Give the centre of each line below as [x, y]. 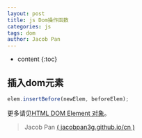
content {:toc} [37, 59]
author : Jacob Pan [34, 40]
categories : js [29, 26]
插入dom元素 [35, 83]
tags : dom [22, 33]
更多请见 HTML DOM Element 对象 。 [59, 113]
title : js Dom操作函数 [38, 20]
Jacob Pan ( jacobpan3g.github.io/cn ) [79, 127]
